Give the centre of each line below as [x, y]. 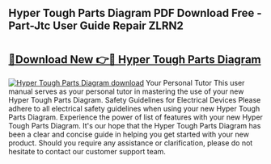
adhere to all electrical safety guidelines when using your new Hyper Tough [134, 109]
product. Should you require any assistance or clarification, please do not [131, 143]
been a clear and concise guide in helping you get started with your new [129, 134]
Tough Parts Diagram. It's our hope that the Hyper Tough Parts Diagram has [135, 126]
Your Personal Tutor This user [195, 83]
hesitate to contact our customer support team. [87, 151]
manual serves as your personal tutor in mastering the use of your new [126, 91]
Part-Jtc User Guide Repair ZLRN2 [96, 26]
